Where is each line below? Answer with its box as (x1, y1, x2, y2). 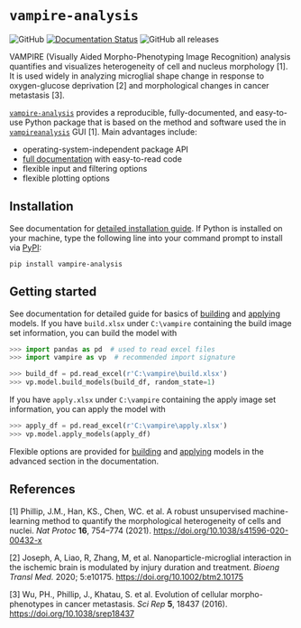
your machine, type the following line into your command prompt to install (9, 232, 283, 243)
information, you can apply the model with (9, 404, 167, 415)
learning (9, 515, 41, 526)
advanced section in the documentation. (9, 455, 160, 466)
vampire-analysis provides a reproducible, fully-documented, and (9, 107, 254, 117)
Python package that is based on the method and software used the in (24, 117, 287, 127)
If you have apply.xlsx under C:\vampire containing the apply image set (9, 394, 277, 405)
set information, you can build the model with (9, 327, 178, 338)
